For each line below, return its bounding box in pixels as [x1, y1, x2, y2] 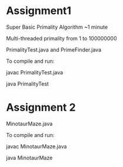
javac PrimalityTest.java [6, 69, 64, 76]
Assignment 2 [6, 101, 76, 114]
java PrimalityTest [6, 80, 49, 87]
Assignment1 [6, 4, 72, 18]
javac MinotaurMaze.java [6, 142, 67, 150]
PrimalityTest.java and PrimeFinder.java [6, 46, 102, 53]
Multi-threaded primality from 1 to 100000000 [6, 35, 117, 42]
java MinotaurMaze [6, 154, 53, 161]
